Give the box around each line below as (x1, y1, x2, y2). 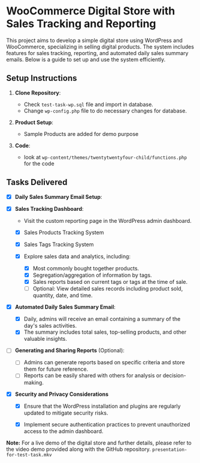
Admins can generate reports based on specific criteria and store (23, 359, 185, 366)
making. (23, 379, 44, 386)
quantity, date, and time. (32, 292, 93, 299)
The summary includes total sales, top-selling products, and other (23, 328, 187, 336)
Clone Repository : (14, 89, 61, 96)
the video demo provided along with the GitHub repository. (6, 445, 151, 453)
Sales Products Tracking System (23, 229, 104, 236)
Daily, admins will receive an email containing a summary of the (23, 316, 181, 323)
